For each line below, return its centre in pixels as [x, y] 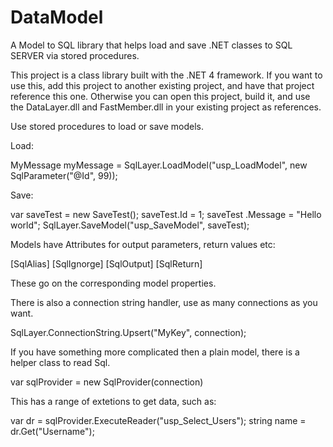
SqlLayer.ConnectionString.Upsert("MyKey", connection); [128, 332]
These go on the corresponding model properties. [113, 283]
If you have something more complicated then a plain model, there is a [155, 352]
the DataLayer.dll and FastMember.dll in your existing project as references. [166, 107]
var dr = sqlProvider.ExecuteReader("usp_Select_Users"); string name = [158, 420]
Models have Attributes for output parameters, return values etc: [143, 244]
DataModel [57, 17]
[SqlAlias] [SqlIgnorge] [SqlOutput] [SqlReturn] [106, 263]
